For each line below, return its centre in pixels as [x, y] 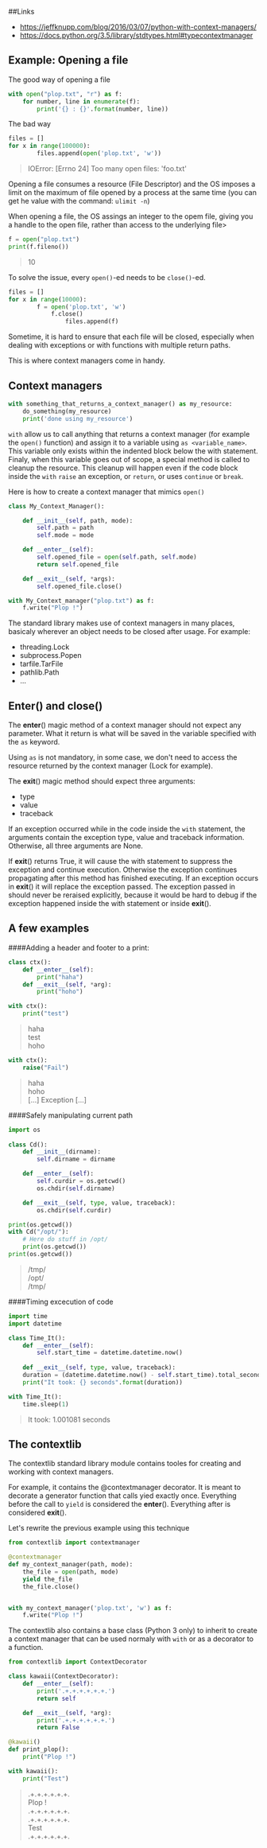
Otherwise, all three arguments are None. [75, 846]
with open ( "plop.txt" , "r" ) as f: [66, 94]
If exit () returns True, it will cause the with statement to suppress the [120, 862]
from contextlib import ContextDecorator [78, 1662]
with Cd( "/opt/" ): [39, 1232]
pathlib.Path [39, 672]
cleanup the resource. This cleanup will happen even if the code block [123, 468]
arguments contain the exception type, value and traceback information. [126, 838]
